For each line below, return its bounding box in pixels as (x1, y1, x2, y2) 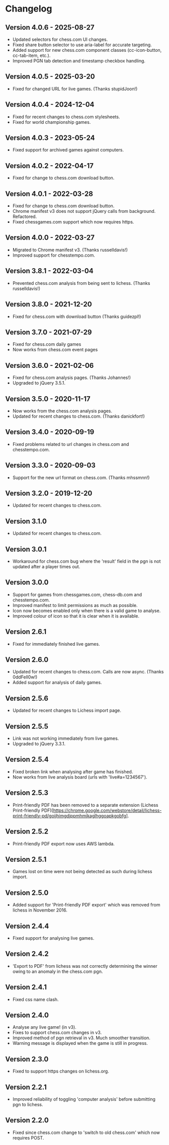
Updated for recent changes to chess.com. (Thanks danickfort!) (12, 413, 145, 419)
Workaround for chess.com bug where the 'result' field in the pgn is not (12, 558, 161, 564)
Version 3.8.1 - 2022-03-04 (5, 267, 94, 275)
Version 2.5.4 (5, 755, 49, 764)
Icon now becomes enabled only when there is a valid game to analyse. (12, 607, 161, 614)
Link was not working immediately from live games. (12, 735, 119, 741)
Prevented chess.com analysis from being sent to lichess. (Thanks (12, 280, 150, 286)
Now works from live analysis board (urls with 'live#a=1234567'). (12, 774, 147, 780)
